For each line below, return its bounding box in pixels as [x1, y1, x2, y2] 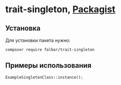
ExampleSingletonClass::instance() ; [5, 75, 83, 80]
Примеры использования [5, 61, 92, 70]
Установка [5, 24, 41, 33]
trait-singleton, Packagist [5, 4, 116, 15]
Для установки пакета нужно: [5, 37, 70, 43]
